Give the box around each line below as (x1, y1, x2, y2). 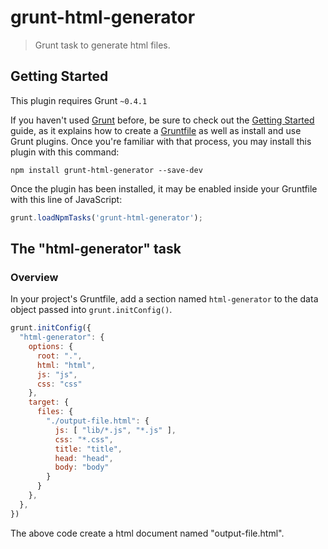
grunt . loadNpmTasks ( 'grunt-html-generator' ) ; (10, 212, 203, 223)
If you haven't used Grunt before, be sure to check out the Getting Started (10, 114, 315, 126)
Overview (10, 270, 59, 284)
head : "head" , (54, 453, 114, 463)
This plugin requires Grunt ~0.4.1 (10, 94, 148, 106)
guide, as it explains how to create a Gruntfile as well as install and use (10, 124, 302, 136)
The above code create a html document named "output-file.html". (10, 527, 285, 539)
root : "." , (36, 351, 83, 361)
